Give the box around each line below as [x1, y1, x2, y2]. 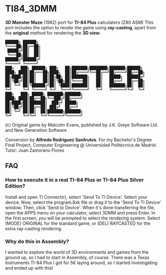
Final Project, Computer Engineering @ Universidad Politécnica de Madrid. [5, 142, 157, 148]
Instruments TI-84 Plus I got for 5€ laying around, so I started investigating [5, 260, 158, 266]
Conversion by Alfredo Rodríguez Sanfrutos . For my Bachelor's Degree [5, 137, 152, 143]
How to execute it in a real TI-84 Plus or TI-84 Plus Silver [5, 176, 144, 183]
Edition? [5, 183, 26, 190]
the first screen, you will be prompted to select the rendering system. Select [5, 215, 161, 221]
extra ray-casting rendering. [5, 225, 63, 231]
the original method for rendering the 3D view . [5, 30, 101, 36]
